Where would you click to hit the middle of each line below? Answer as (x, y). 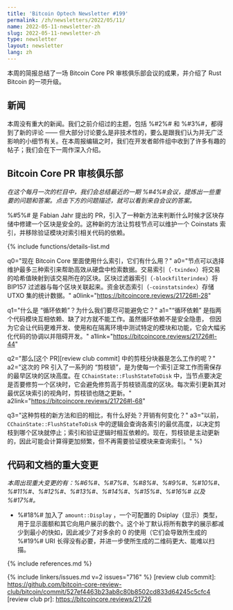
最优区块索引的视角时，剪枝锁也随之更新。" (69, 393)
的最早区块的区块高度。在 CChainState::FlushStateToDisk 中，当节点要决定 (115, 375)
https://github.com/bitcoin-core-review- (64, 584)
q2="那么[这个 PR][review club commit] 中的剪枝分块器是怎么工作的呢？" (112, 358)
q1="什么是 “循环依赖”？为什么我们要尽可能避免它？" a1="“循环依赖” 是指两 (114, 310)
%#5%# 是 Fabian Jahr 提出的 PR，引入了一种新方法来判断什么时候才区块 (113, 215)
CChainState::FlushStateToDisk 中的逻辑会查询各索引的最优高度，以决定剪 (114, 423)
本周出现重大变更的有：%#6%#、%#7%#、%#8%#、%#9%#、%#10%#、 (115, 483)
